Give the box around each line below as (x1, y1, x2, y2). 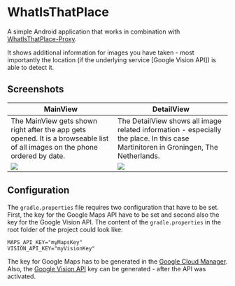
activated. (7, 272, 36, 280)
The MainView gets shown (10, 116, 98, 126)
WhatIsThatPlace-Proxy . (7, 34, 77, 43)
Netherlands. (117, 151, 160, 161)
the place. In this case (117, 134, 190, 143)
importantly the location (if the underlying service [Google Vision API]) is (7, 55, 217, 64)
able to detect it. (7, 63, 55, 71)
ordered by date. (10, 151, 65, 161)
